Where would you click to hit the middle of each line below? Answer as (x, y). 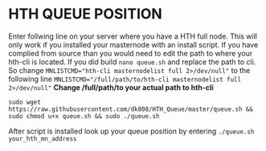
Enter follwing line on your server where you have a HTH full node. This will (133, 36)
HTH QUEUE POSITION (85, 14)
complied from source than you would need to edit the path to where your (131, 53)
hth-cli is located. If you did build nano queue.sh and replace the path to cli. (132, 62)
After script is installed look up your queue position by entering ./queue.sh (131, 131)
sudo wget (25, 102)
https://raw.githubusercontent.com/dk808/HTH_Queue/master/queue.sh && (131, 109)
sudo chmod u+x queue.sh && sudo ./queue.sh (84, 116)
